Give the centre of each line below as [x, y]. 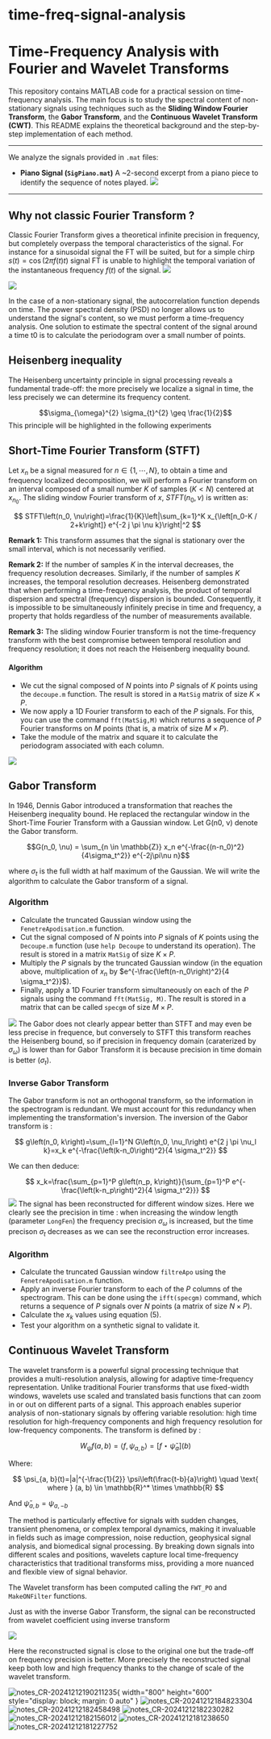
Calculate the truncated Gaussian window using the [106, 920]
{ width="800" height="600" [165, 1692]
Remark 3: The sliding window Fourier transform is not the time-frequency [132, 632]
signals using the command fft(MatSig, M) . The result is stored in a [133, 999]
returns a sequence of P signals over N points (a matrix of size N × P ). [136, 1306]
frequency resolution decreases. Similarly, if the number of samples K [124, 573]
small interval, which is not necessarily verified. [87, 549]
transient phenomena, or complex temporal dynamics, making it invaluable [132, 1529]
